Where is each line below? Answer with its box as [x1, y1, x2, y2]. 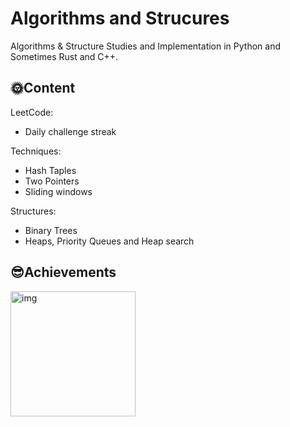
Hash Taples [24, 164, 77, 176]
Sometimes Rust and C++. [10, 50, 119, 62]
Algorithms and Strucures [10, 7, 230, 30]
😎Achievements [10, 264, 117, 281]
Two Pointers [24, 175, 80, 187]
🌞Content [10, 80, 76, 97]
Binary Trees [24, 224, 78, 236]
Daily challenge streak [24, 125, 117, 137]
